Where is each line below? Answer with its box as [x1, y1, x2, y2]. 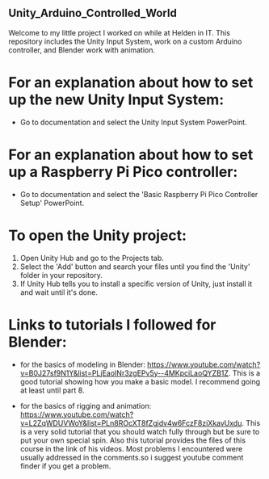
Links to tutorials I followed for [8, 315, 216, 334]
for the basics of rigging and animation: [19, 401, 152, 410]
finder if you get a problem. [19, 460, 111, 471]
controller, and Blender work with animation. [8, 44, 156, 55]
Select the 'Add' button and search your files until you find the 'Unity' [19, 262, 250, 271]
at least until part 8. [19, 385, 85, 395]
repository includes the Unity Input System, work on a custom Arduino [8, 36, 242, 46]
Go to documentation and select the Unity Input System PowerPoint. [19, 117, 248, 127]
